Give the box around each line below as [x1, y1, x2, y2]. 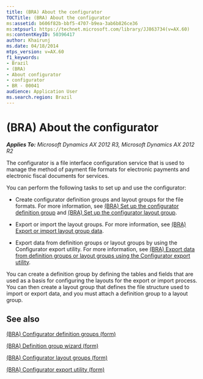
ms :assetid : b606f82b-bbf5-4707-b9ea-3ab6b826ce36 [6, 20, 138, 26]
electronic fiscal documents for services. [6, 172, 109, 179]
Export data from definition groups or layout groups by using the [15, 239, 177, 246]
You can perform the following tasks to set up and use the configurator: [6, 184, 186, 191]
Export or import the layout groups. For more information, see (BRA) [15, 221, 186, 228]
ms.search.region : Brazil [6, 94, 72, 100]
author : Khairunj [6, 37, 51, 43]
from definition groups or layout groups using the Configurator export [15, 252, 191, 259]
